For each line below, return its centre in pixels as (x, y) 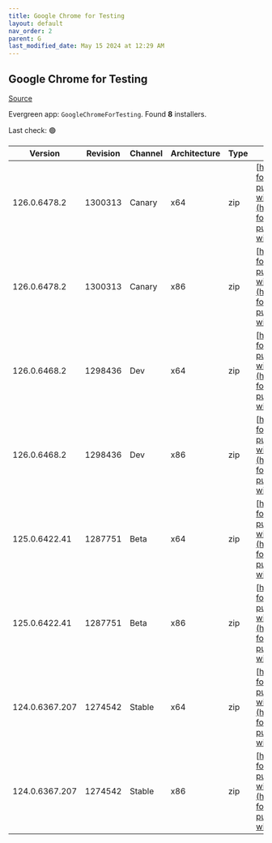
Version (45, 153)
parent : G (25, 39)
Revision (103, 153)
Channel (146, 153)
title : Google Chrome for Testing (67, 16)
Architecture (195, 153)
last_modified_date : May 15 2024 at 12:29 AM (86, 46)
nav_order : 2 (30, 31)
